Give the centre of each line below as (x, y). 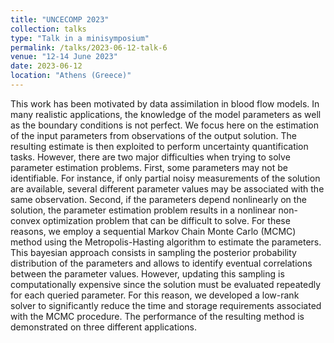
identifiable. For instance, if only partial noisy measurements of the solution (165, 178)
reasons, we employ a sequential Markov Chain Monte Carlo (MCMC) (153, 231)
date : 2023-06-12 (46, 66)
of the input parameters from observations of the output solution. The (153, 135)
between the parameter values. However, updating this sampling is (147, 273)
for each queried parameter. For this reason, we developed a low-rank (155, 295)
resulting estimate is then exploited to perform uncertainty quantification (159, 146)
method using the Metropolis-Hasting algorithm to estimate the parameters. (166, 242)
